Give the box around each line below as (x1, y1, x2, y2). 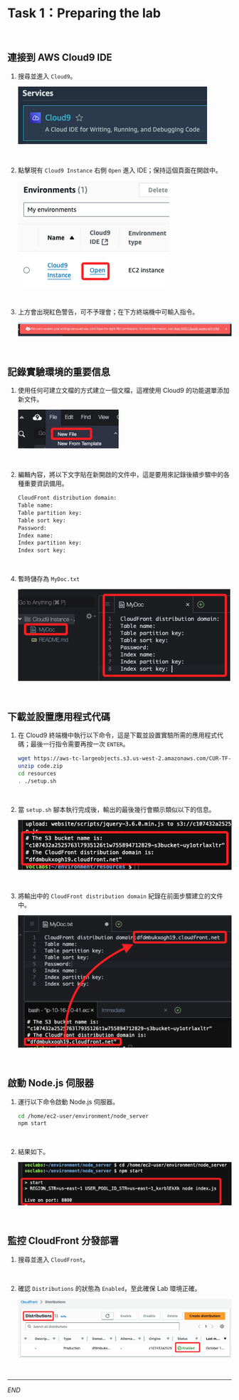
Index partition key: (17, 540, 82, 547)
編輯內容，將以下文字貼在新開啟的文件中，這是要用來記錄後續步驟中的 (17, 470, 224, 479)
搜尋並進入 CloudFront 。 (17, 1255, 90, 1264)
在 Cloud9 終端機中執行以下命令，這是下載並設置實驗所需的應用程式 (17, 731, 218, 740)
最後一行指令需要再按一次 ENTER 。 (30, 740, 129, 748)
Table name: (17, 502, 53, 509)
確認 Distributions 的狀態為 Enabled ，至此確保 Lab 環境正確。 (17, 1284, 201, 1292)
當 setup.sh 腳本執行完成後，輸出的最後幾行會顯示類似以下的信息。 (17, 805, 216, 813)
